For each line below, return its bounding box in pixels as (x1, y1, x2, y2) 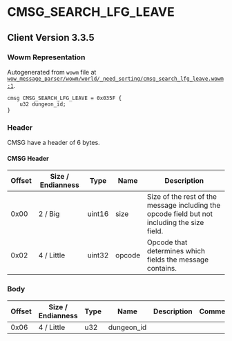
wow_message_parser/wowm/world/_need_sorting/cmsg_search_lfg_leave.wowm (7, 75, 224, 82)
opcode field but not (147, 209, 213, 219)
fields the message (147, 255, 209, 264)
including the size (147, 218, 204, 228)
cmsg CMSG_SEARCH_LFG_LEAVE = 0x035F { (7, 95, 122, 101)
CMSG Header (7, 154, 50, 162)
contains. (147, 264, 177, 273)
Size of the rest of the (147, 192, 217, 202)
